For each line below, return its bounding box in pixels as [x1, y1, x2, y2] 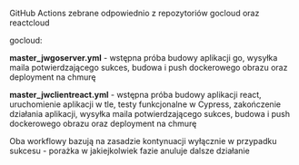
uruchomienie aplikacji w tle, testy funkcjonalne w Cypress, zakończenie [9, 99, 282, 110]
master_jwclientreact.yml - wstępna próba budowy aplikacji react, [9, 90, 262, 100]
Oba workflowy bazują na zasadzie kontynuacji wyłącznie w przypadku [9, 136, 277, 146]
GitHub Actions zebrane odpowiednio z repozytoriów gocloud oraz [9, 8, 260, 18]
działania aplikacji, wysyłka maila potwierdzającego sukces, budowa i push [9, 109, 291, 119]
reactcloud [9, 17, 50, 28]
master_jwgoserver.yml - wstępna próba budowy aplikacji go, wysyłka [9, 53, 278, 63]
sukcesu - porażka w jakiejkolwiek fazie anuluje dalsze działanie [9, 145, 250, 156]
